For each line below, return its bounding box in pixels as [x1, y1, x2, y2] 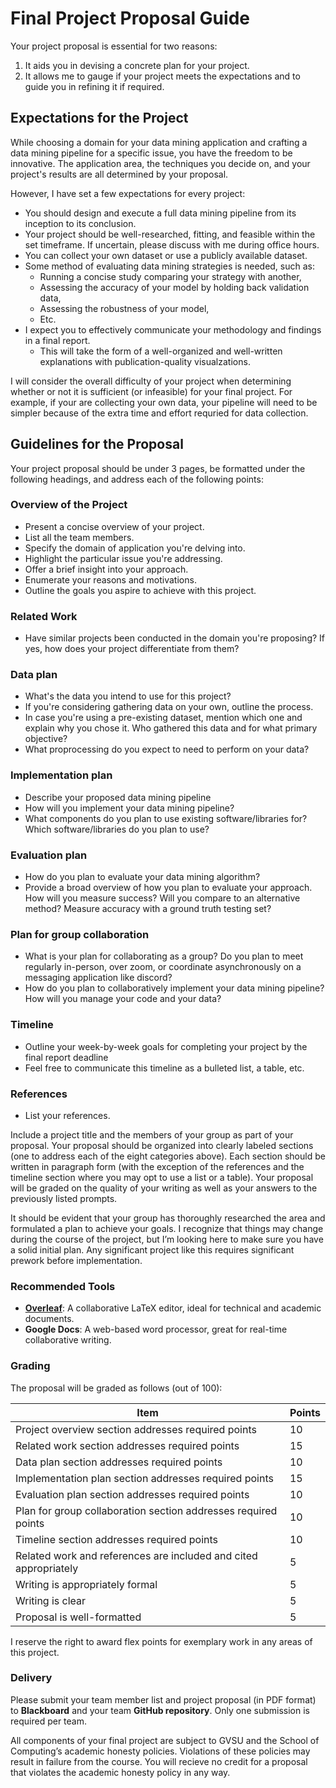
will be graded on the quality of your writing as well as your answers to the [10, 1182, 318, 1194]
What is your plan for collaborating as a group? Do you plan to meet [24, 950, 304, 962]
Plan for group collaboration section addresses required [15, 1503, 278, 1517]
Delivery [10, 1671, 53, 1685]
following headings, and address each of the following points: [10, 473, 264, 485]
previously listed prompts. [10, 1192, 118, 1204]
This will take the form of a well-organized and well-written [39, 345, 283, 357]
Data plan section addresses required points [15, 1455, 223, 1469]
